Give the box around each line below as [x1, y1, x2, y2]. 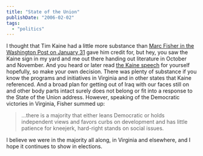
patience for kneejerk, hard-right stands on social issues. [21, 125, 164, 132]
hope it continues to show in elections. [6, 143, 103, 150]
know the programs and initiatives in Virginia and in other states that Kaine [6, 74, 192, 82]
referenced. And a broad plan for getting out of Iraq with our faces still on [6, 81, 190, 88]
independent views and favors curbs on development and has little [21, 119, 188, 126]
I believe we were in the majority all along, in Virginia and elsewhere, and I [6, 137, 191, 144]
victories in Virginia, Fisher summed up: [6, 100, 105, 108]
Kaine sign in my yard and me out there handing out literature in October [6, 55, 187, 62]
